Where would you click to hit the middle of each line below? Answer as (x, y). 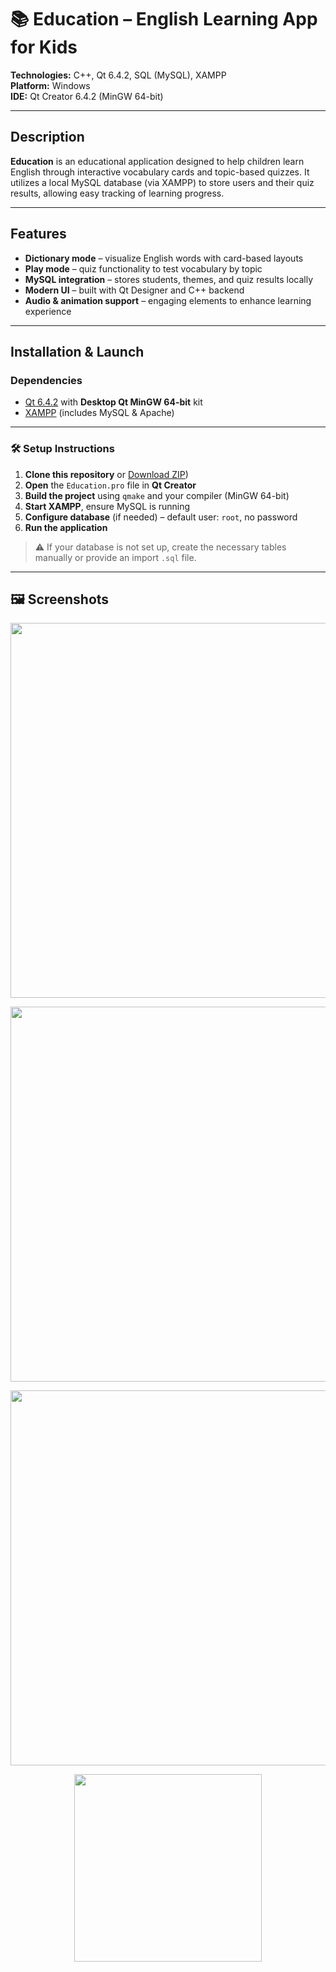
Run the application (66, 527)
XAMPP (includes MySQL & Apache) (99, 413)
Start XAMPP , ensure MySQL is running (107, 506)
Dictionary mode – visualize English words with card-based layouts (164, 258)
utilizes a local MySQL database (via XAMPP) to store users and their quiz (162, 182)
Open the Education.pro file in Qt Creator (110, 485)
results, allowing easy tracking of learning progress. (117, 193)
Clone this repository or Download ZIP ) (106, 474)
